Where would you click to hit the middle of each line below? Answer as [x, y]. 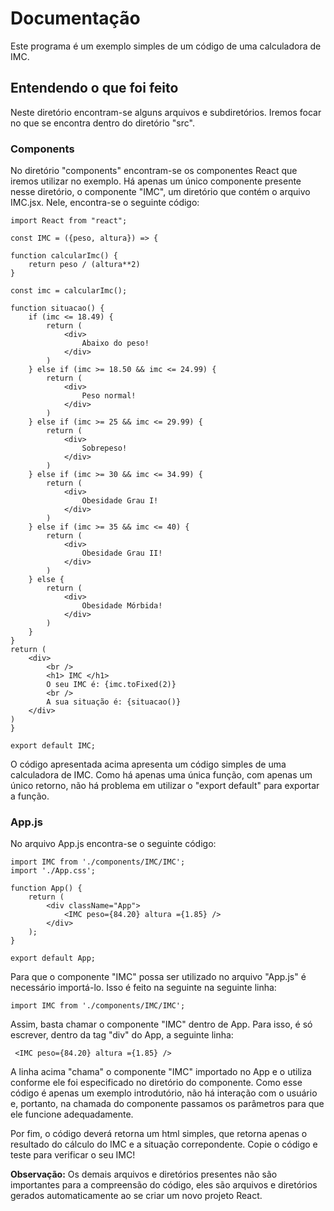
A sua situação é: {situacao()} [114, 702]
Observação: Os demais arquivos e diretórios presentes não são [144, 1174]
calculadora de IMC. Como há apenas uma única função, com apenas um [161, 775]
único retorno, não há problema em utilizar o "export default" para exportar [165, 786]
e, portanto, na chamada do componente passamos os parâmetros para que [167, 1104]
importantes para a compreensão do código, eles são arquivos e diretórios [164, 1185]
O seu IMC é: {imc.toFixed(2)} [111, 685]
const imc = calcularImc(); [69, 291]
